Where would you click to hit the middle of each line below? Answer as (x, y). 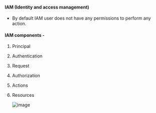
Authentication (27, 56)
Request (21, 66)
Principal (21, 46)
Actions (20, 85)
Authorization (26, 76)
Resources (23, 95)
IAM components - (25, 35)
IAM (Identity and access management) (47, 7)
